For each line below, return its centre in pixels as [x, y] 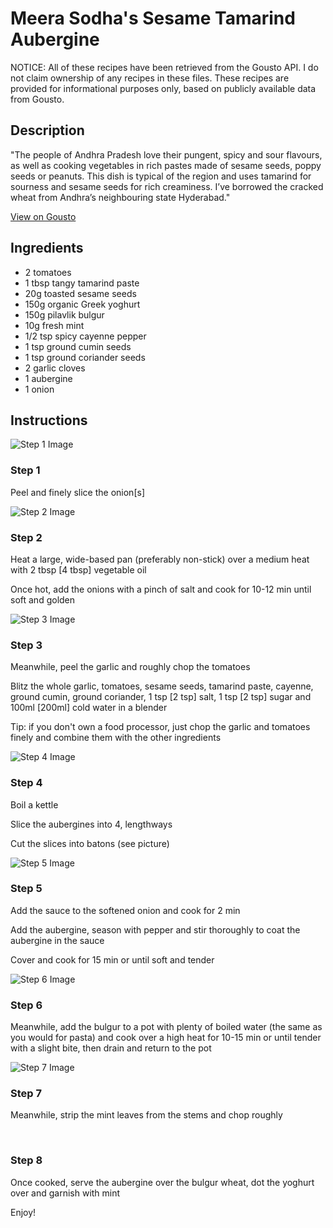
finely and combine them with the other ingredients [116, 738]
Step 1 [25, 470]
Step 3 [26, 645]
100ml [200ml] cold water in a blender [89, 708]
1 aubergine [48, 378]
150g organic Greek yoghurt [82, 304]
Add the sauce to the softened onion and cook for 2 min [125, 910]
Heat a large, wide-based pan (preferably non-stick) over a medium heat [160, 559]
